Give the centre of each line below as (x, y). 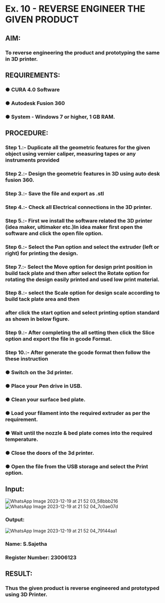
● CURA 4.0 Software (33, 89)
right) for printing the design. (42, 253)
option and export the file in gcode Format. (59, 339)
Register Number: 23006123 (41, 558)
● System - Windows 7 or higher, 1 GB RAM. (60, 117)
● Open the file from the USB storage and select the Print (77, 467)
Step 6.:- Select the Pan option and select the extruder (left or (82, 247)
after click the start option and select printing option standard (82, 313)
